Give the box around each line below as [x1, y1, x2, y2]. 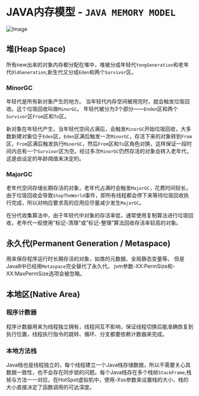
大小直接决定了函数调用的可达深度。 [6, 384, 95, 391]
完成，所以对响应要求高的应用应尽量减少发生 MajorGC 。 [11, 199, 145, 207]
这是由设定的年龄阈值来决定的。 [6, 155, 84, 162]
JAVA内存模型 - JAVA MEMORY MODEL [6, 5, 176, 19]
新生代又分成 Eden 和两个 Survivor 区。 [47, 68, 137, 75]
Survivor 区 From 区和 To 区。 [6, 113, 70, 120]
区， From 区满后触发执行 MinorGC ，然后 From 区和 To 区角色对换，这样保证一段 [6, 140, 187, 147]
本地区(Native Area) [6, 289, 80, 299]
